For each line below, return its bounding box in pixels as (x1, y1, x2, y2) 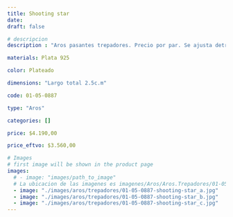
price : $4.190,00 (7, 130, 58, 137)
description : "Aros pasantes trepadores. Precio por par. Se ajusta (7, 42, 213, 49)
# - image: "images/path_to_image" (13, 174, 116, 181)
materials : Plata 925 (7, 55, 70, 62)
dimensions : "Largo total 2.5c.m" (7, 80, 107, 87)
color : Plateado (7, 67, 54, 74)
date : (7, 17, 23, 24)
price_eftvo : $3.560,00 (7, 142, 76, 149)
